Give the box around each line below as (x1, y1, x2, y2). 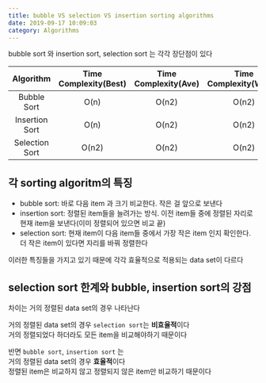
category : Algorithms (8, 26, 80, 34)
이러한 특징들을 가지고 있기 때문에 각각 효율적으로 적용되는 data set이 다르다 (8, 255, 244, 265)
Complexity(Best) (58, 79, 127, 90)
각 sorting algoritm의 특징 (8, 176, 133, 190)
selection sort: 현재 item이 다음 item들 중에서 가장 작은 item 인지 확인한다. (19, 228, 252, 238)
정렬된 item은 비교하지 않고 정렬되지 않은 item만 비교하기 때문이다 (8, 366, 212, 376)
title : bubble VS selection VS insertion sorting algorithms (8, 11, 215, 20)
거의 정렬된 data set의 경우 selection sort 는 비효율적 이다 (8, 320, 190, 329)
